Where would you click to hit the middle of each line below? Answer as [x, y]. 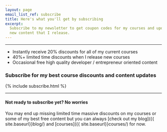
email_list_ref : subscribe [33, 14]
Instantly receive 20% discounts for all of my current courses [75, 52]
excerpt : [14, 24]
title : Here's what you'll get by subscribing [54, 19]
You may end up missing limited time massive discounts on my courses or [81, 113]
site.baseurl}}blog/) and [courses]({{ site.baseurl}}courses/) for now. [76, 124]
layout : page [19, 10]
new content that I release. [40, 33]
